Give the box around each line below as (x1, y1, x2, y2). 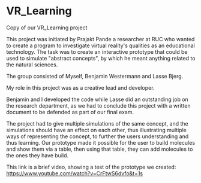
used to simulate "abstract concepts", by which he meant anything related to (6, 54, 196, 62)
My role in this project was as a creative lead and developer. (6, 84, 155, 91)
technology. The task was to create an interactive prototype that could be (6, 48, 188, 55)
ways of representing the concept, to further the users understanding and (6, 133, 189, 140)
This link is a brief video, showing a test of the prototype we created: (6, 163, 176, 170)
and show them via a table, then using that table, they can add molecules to (6, 145, 193, 152)
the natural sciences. (6, 61, 58, 68)
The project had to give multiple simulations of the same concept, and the (6, 120, 188, 127)
